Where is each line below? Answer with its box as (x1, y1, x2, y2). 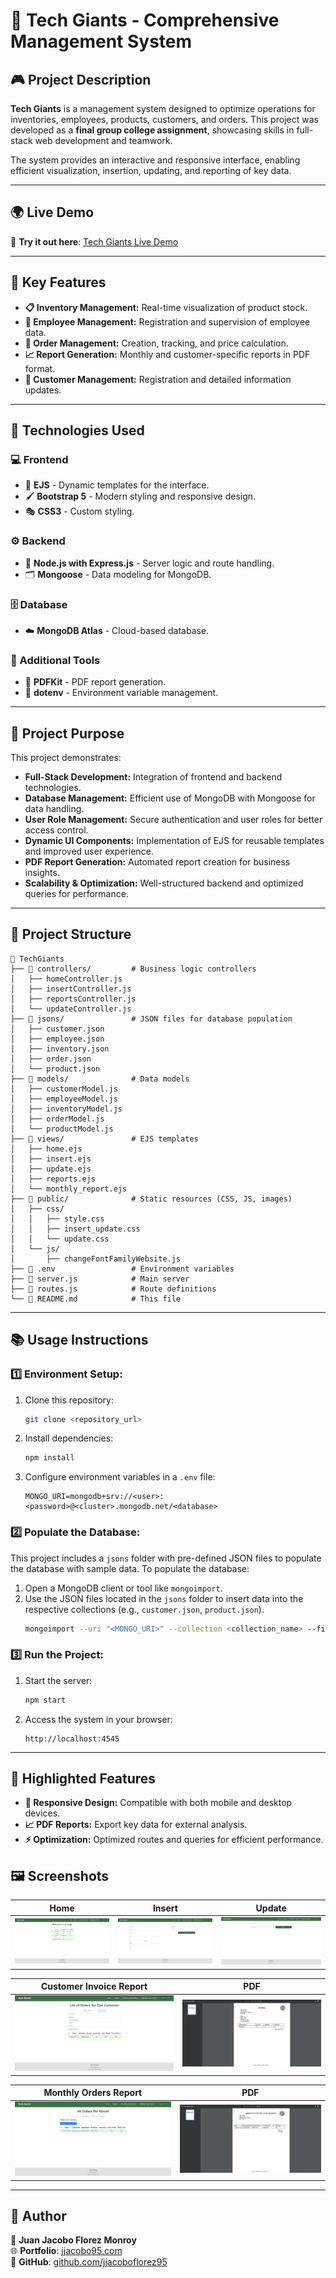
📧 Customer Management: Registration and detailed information (24, 373, 292, 385)
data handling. (24, 803, 85, 815)
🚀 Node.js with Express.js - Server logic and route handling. (24, 557, 275, 569)
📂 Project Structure (10, 926, 132, 943)
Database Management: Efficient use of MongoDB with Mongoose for (24, 792, 316, 804)
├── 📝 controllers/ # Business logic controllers (10, 964, 257, 974)
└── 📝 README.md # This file (10, 1294, 182, 1304)
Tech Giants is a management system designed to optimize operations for (10, 103, 316, 114)
